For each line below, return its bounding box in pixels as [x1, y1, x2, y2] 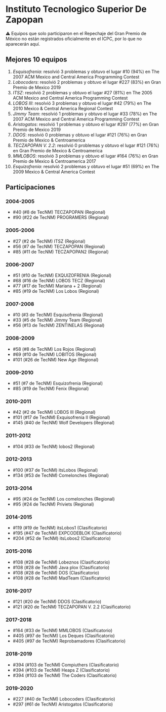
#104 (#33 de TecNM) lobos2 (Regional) [12, 443, 95, 450]
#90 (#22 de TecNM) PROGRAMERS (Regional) [12, 214, 109, 220]
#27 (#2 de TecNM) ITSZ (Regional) [12, 238, 86, 244]
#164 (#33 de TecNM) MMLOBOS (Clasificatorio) [12, 628, 113, 634]
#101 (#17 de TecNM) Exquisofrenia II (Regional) [12, 414, 110, 420]
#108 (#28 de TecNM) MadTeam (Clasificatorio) [12, 575, 111, 581]
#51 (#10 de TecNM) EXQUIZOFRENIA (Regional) [12, 272, 112, 278]
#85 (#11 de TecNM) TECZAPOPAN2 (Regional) [12, 249, 109, 255]
